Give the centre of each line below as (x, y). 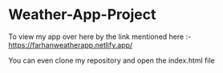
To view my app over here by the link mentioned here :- (100, 36)
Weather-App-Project (82, 15)
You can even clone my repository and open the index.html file (111, 60)
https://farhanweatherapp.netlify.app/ (71, 44)
